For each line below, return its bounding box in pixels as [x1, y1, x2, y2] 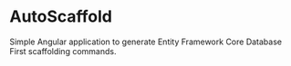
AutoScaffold [9, 6, 112, 27]
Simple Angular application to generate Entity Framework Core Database [9, 36, 283, 47]
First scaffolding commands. [9, 45, 117, 56]
